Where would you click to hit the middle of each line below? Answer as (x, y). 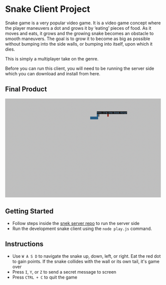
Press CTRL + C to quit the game (45, 277)
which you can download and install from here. (53, 73)
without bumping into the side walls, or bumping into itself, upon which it (79, 44)
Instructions (24, 244)
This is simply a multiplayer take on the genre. (52, 58)
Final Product (26, 89)
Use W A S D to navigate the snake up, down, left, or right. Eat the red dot (86, 256)
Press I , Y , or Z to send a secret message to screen (64, 272)
